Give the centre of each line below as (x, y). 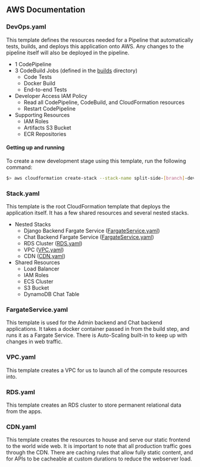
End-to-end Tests (45, 90)
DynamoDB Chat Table (51, 294)
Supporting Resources (42, 115)
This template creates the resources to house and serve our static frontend (98, 440)
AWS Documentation (46, 10)
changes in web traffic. (34, 342)
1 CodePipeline (33, 64)
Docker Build (39, 83)
